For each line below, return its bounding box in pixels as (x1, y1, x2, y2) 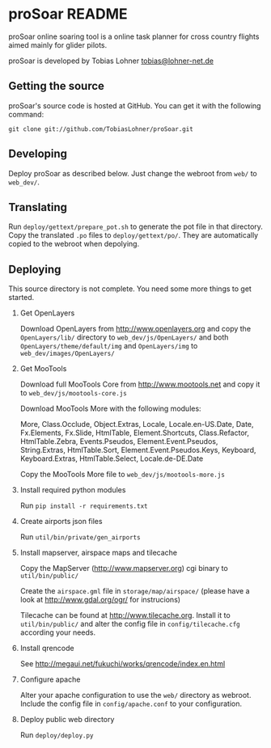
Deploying (8, 262, 61, 276)
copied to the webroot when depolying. (8, 239, 140, 249)
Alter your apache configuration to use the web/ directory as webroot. (19, 691, 252, 700)
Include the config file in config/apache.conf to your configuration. (19, 699, 243, 708)
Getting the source (8, 79, 105, 93)
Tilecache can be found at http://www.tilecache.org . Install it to (19, 611, 231, 620)
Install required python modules (19, 485, 126, 495)
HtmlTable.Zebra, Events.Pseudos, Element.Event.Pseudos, (19, 437, 218, 446)
